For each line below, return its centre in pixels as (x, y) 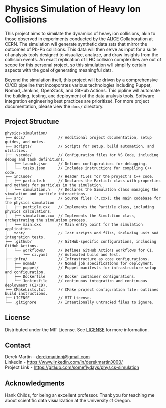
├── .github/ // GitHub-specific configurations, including (81, 241)
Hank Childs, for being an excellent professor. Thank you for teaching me (80, 395)
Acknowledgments (35, 383)
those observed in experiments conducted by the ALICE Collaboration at (79, 39)
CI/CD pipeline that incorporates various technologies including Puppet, (79, 85)
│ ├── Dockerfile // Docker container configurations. (71, 276)
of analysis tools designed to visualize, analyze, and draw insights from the (82, 54)
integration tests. (25, 237)
